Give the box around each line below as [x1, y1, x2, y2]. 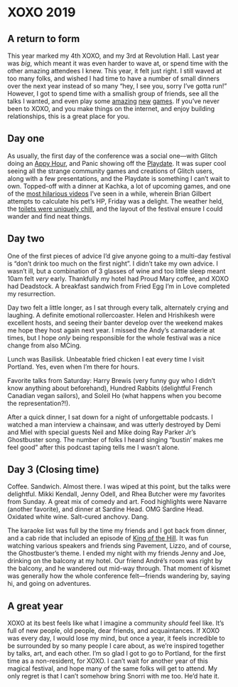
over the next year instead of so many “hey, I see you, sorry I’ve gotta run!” [7, 82, 227, 90]
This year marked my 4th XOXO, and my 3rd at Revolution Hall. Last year [7, 51, 220, 60]
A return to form [7, 33, 80, 45]
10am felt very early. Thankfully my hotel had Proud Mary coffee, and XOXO [7, 274, 229, 283]
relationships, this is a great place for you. [7, 112, 130, 120]
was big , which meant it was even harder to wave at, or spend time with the [7, 59, 229, 68]
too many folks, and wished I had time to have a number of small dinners [7, 74, 220, 83]
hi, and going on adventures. [7, 580, 92, 588]
